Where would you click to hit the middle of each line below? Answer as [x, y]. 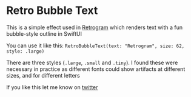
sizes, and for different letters [43, 75]
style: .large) [25, 51]
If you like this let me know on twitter [52, 87]
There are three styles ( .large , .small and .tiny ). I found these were [92, 62]
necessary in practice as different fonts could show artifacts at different [96, 69]
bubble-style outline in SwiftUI [44, 33]
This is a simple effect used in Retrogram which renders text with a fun [95, 27]
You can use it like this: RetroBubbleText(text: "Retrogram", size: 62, [95, 45]
